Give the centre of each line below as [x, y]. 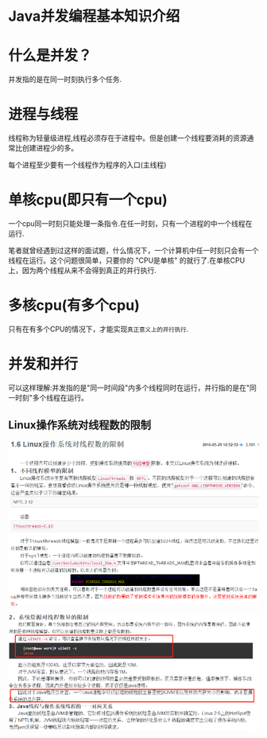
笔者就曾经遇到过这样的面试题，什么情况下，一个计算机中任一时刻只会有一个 [133, 250]
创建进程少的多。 [50, 148]
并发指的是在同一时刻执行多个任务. [65, 80]
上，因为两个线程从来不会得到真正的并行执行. [83, 270]
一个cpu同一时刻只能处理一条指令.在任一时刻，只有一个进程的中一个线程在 [130, 223]
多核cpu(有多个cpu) [74, 305]
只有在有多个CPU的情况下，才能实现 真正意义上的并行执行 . [99, 329]
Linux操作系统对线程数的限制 [79, 426]
